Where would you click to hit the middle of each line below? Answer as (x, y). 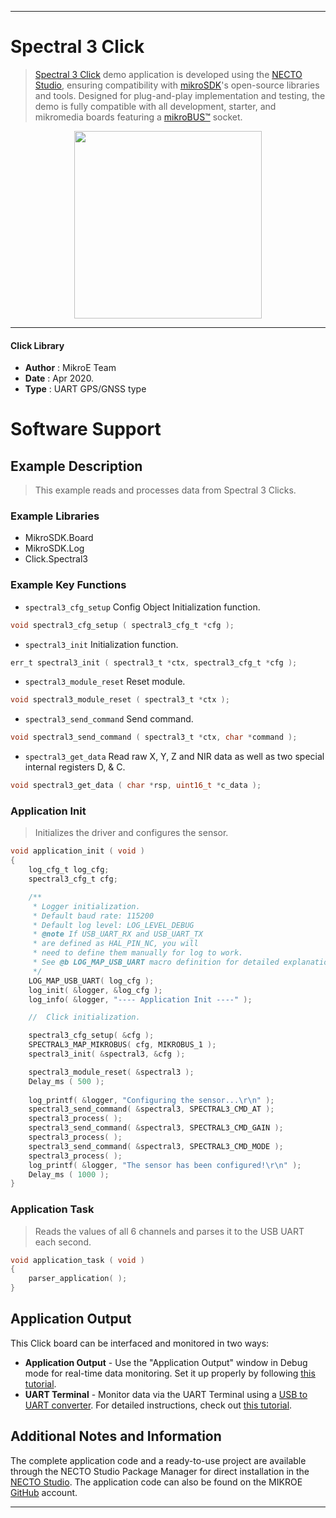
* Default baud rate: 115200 (93, 916)
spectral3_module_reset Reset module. (105, 682)
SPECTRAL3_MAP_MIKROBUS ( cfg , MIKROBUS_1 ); (122, 1045)
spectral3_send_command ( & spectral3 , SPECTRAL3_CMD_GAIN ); (156, 1128)
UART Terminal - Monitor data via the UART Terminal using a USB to (166, 1394)
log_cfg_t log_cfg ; (69, 870)
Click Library (37, 345)
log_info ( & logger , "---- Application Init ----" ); (140, 999)
